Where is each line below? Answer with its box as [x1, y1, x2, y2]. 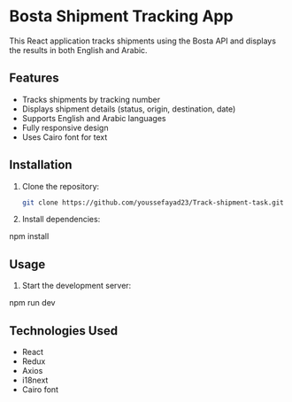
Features [9, 71, 59, 86]
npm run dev [9, 298, 56, 308]
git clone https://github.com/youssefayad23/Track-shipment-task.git [21, 197, 285, 207]
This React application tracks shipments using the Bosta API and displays [9, 35, 277, 46]
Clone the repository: [21, 181, 100, 191]
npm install [9, 231, 50, 242]
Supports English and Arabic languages [21, 112, 166, 123]
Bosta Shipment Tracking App [9, 6, 234, 27]
